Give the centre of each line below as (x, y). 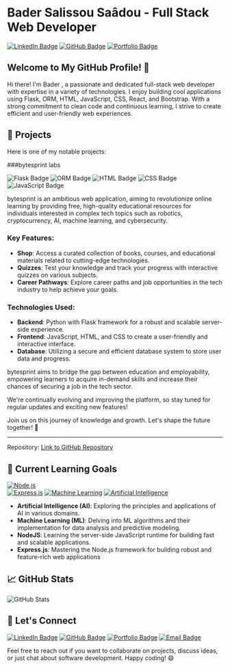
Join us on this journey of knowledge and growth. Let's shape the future (109, 420)
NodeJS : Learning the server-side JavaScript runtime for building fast (115, 535)
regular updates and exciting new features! (67, 407)
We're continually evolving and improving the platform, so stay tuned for (109, 400)
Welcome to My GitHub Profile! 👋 (78, 68)
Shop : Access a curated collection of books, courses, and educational (116, 253)
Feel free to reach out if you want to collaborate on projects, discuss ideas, (113, 650)
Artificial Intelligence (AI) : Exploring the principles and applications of (116, 506)
